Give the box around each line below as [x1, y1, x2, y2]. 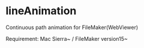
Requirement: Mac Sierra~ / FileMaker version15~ [5, 35, 128, 42]
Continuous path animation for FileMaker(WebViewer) [5, 24, 139, 31]
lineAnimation [5, 4, 77, 18]
